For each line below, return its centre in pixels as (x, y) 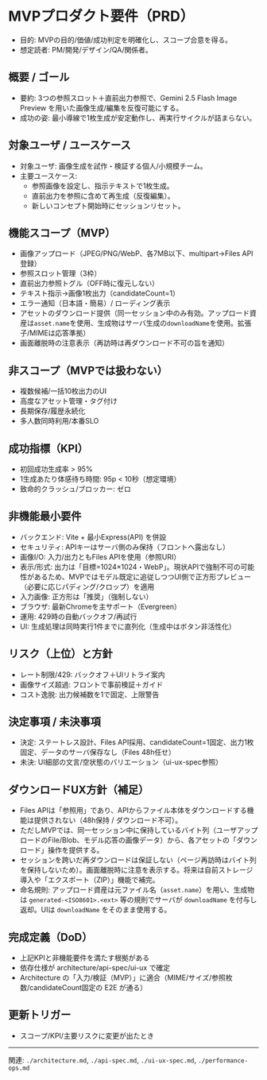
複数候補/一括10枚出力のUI (63, 391)
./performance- (223, 1061)
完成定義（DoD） (50, 937)
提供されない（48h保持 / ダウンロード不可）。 (108, 820)
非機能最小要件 (45, 516)
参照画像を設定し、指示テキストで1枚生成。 (103, 186)
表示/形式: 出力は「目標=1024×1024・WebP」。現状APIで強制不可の (130, 567)
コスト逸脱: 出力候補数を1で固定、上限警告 (89, 694)
